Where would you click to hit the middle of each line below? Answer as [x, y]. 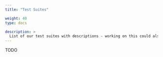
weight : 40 [16, 18]
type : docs [16, 23]
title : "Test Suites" [27, 9]
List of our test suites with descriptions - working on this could [80, 36]
